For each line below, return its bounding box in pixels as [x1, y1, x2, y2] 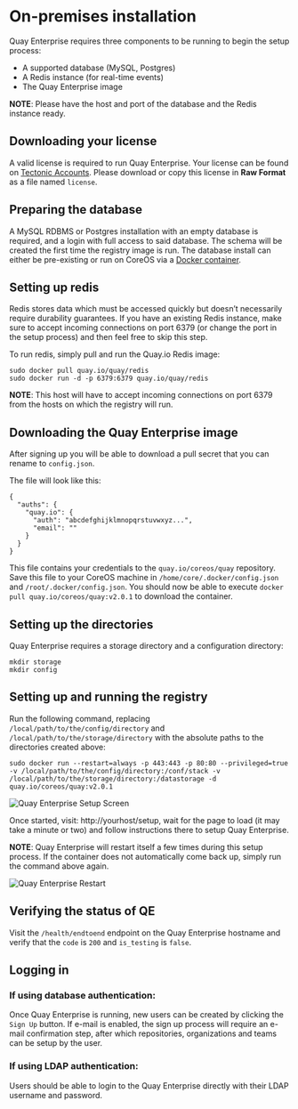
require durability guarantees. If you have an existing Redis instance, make [9, 313, 282, 324]
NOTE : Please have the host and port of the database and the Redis [9, 98, 258, 109]
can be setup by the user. [9, 1038, 103, 1048]
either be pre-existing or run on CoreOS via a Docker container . [9, 254, 242, 264]
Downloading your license [9, 134, 157, 149]
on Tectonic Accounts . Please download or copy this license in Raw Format [9, 166, 286, 177]
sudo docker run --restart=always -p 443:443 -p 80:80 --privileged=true [9, 758, 289, 767]
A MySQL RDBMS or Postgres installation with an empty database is [9, 225, 259, 237]
